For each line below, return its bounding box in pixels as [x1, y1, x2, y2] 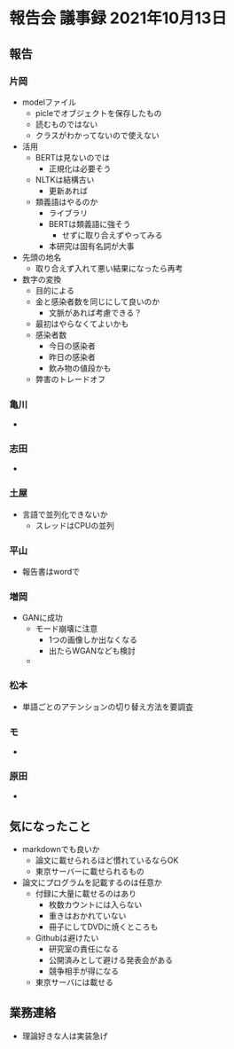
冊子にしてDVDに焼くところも [48, 921, 159, 932]
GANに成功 [21, 613, 64, 623]
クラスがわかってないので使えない [35, 129, 160, 140]
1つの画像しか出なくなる [48, 635, 138, 646]
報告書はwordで [21, 567, 81, 577]
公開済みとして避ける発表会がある [48, 955, 173, 966]
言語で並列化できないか [21, 509, 108, 520]
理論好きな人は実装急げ [21, 1030, 108, 1041]
